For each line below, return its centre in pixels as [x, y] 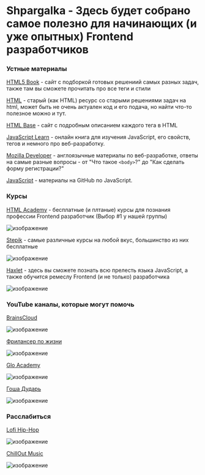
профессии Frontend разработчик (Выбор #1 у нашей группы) [87, 216]
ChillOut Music [25, 454]
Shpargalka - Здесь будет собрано [99, 11]
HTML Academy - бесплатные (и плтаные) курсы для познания [88, 209]
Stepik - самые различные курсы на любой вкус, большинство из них [98, 240]
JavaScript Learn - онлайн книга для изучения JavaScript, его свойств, [99, 137]
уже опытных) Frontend [70, 37]
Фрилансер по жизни [34, 342]
